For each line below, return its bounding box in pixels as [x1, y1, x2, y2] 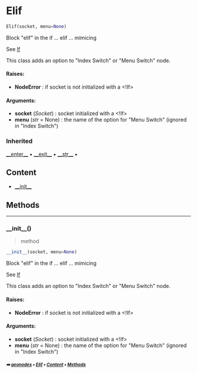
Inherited [6, 137, 33, 145]
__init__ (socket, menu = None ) [6, 249, 77, 255]
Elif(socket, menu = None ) [6, 23, 67, 29]
